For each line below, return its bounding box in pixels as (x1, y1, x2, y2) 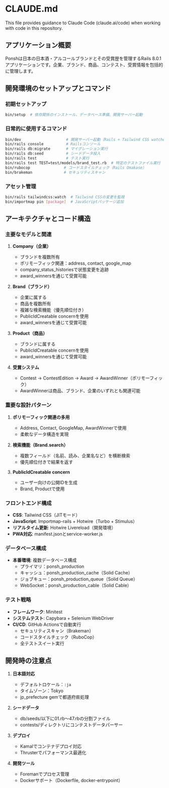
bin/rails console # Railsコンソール (5, 142, 101, 147)
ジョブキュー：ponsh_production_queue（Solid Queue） (20, 576, 138, 582)
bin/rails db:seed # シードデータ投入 (5, 151, 101, 156)
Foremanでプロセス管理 (20, 771, 69, 777)
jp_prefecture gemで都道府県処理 (20, 694, 90, 700)
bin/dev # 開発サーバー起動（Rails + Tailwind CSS (5, 137, 149, 142)
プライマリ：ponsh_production (20, 563, 84, 569)
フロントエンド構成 (5, 499, 52, 506)
